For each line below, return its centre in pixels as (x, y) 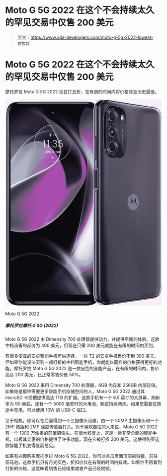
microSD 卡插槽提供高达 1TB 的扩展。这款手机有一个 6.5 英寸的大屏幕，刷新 (83, 397)
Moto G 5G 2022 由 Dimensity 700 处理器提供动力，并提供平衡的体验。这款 (83, 339)
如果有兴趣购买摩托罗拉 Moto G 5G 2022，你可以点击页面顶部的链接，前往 (82, 456)
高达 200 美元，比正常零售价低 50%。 (44, 374)
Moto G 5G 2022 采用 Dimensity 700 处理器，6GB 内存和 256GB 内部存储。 (83, 385)
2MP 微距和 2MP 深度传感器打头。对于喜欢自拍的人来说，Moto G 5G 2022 (81, 427)
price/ (23, 43)
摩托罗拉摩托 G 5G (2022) (32, 325)
